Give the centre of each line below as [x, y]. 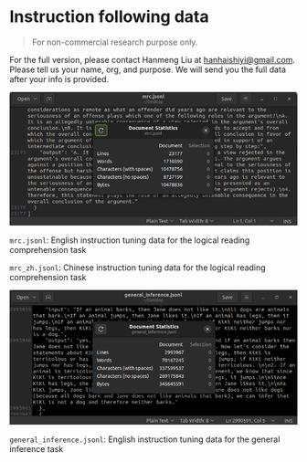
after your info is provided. [59, 79]
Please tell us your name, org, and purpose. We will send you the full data [148, 69]
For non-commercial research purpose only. [115, 42]
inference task [37, 449]
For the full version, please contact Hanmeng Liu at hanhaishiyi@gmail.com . [152, 59]
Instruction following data [109, 17]
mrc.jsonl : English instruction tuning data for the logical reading [130, 240]
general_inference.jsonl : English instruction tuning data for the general [145, 439]
